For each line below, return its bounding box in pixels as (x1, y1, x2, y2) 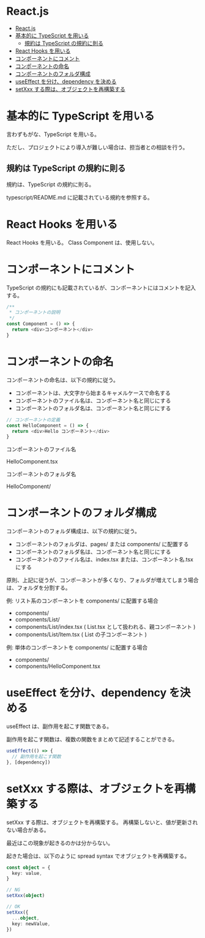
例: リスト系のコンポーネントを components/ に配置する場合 (6, 597, 159, 604)
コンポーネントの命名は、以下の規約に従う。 (6, 376, 119, 383)
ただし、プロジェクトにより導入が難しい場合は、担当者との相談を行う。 (6, 143, 188, 151)
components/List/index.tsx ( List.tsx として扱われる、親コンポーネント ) (15, 623, 196, 631)
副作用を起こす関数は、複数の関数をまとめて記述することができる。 (6, 736, 178, 743)
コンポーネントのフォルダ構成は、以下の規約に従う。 (6, 528, 141, 535)
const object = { (6, 865, 51, 871)
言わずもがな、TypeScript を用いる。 (6, 130, 100, 138)
